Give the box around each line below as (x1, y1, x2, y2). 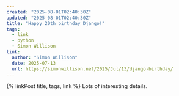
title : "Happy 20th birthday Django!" (6, 20, 105, 26)
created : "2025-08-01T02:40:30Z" (6, 9, 92, 15)
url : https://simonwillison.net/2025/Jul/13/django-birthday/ (12, 65, 174, 72)
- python (12, 37, 34, 43)
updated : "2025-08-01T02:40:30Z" (6, 15, 92, 21)
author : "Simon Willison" (12, 54, 78, 61)
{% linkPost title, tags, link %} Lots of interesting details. (6, 83, 148, 90)
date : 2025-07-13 (12, 60, 56, 66)
